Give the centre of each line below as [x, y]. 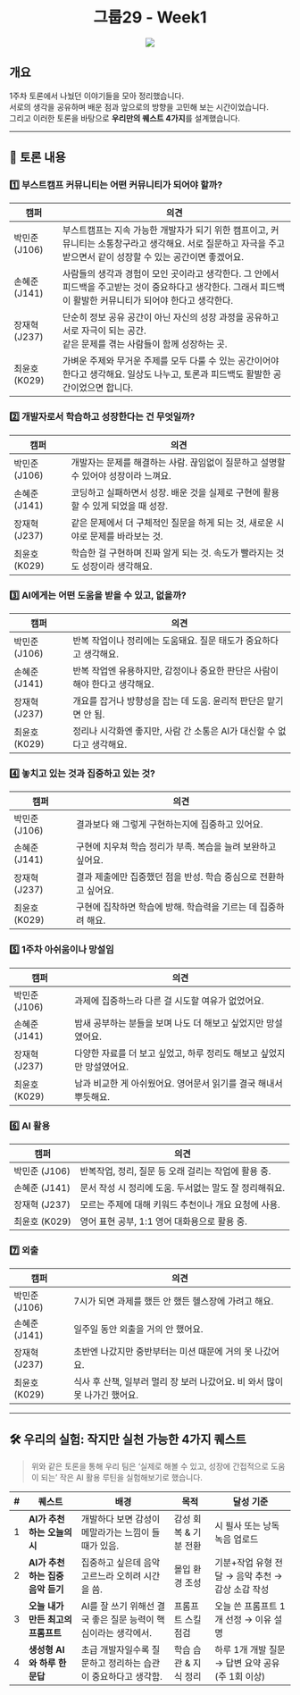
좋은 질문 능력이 [123, 1620]
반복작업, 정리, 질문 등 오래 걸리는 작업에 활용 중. [175, 1171]
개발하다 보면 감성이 [121, 1519]
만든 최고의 [50, 1620]
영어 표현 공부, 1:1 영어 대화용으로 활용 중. [164, 1221]
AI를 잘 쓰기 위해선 [117, 1607]
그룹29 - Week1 [150, 17]
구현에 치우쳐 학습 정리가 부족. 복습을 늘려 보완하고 [176, 847]
